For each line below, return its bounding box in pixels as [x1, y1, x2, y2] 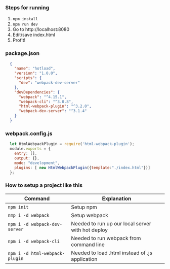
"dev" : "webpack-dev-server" [18, 80, 80, 85]
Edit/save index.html [12, 32, 55, 38]
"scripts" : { [14, 76, 42, 81]
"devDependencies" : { [14, 89, 60, 95]
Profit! [12, 37, 26, 43]
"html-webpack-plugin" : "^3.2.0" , [18, 104, 92, 109]
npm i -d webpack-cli [8, 238, 60, 244]
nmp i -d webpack [8, 212, 50, 218]
